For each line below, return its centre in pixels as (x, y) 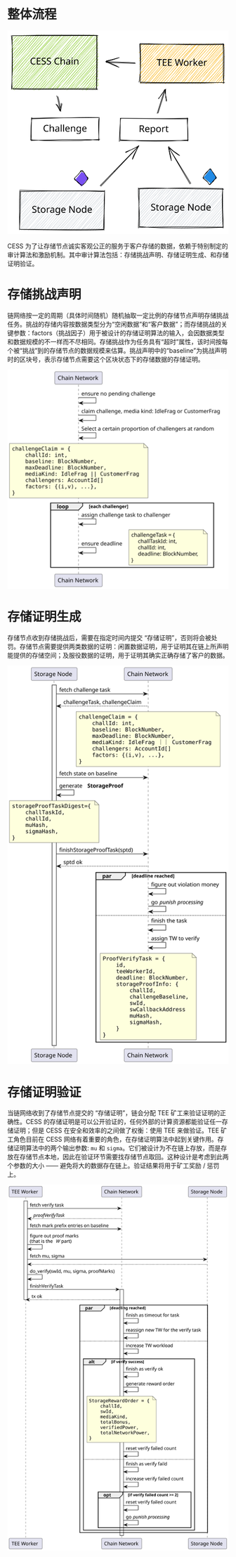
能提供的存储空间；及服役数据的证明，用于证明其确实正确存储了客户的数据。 (118, 655)
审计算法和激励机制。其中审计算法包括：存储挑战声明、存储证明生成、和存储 (118, 254)
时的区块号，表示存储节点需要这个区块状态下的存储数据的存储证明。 (106, 359)
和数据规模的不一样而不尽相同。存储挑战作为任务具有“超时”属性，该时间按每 (118, 341)
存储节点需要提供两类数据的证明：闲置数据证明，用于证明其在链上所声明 (124, 646)
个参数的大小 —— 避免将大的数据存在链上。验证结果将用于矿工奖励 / (106, 1166)
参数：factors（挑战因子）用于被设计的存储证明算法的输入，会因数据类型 (119, 333)
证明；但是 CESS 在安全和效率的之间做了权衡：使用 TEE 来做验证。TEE (116, 1131)
